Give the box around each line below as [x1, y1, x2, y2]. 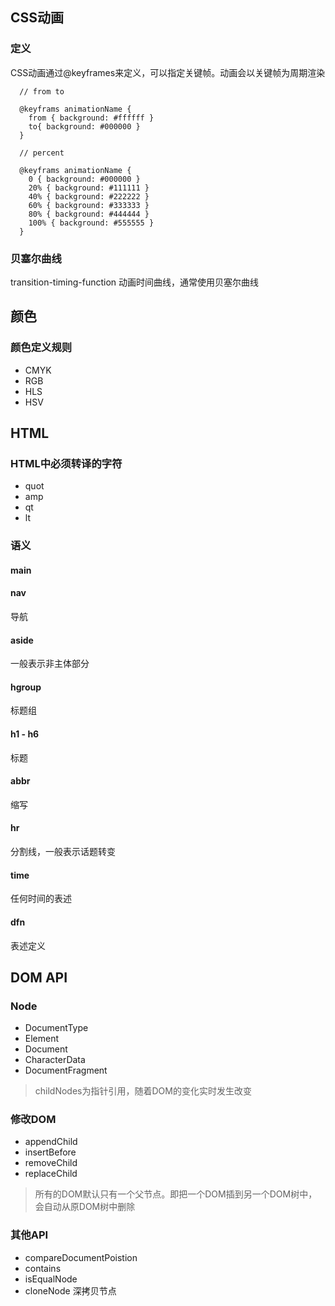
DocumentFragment [24, 1064, 108, 1077]
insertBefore [24, 1146, 77, 1158]
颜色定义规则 [10, 341, 73, 355]
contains [24, 1262, 62, 1274]
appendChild [24, 1136, 78, 1148]
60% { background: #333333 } [28, 200, 150, 210]
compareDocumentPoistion [24, 1251, 138, 1263]
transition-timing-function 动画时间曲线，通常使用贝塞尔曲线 [10, 276, 260, 288]
